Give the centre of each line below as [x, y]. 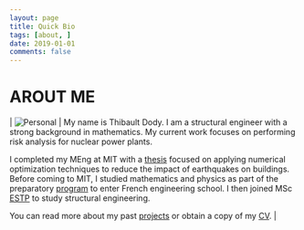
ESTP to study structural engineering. [80, 198]
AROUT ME [52, 97]
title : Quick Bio [42, 26]
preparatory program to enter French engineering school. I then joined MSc [151, 189]
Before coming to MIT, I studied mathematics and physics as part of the [144, 179]
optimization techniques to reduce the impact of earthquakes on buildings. [150, 169]
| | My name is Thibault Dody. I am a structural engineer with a [148, 122]
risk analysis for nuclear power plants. [81, 141]
